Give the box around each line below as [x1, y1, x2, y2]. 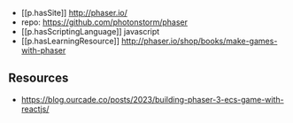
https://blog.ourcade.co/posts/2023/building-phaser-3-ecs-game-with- [20, 94, 284, 104]
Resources [8, 71, 69, 86]
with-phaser [20, 45, 66, 56]
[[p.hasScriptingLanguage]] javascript [20, 27, 160, 36]
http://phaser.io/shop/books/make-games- [121, 35, 278, 46]
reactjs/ [20, 104, 50, 114]
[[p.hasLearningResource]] [20, 35, 120, 46]
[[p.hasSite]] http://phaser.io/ [20, 8, 127, 18]
